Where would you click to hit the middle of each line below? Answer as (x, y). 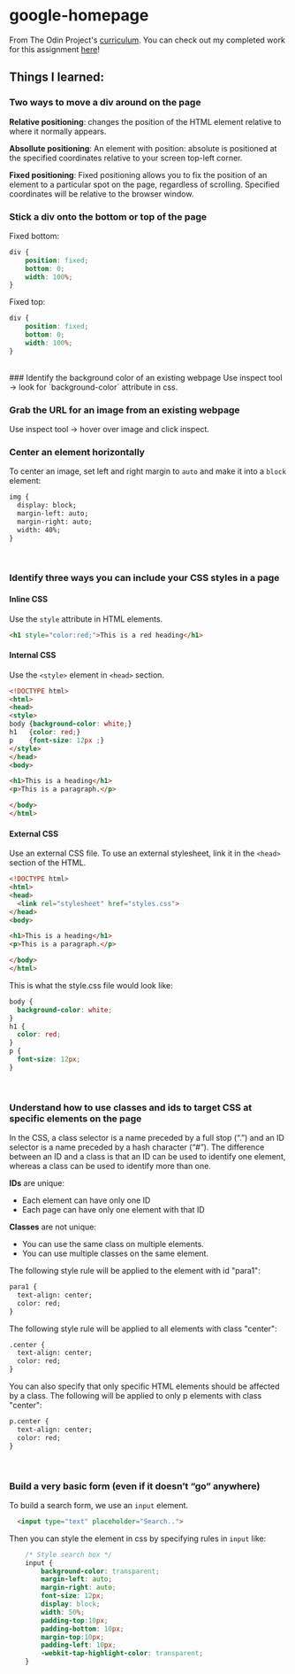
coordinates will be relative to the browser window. (102, 194)
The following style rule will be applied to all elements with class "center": (143, 1329)
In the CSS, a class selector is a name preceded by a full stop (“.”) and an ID (147, 1138)
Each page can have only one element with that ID (113, 1210)
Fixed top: (27, 302)
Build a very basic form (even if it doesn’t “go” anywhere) (135, 1486)
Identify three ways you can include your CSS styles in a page (144, 578)
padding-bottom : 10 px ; (83, 1629)
